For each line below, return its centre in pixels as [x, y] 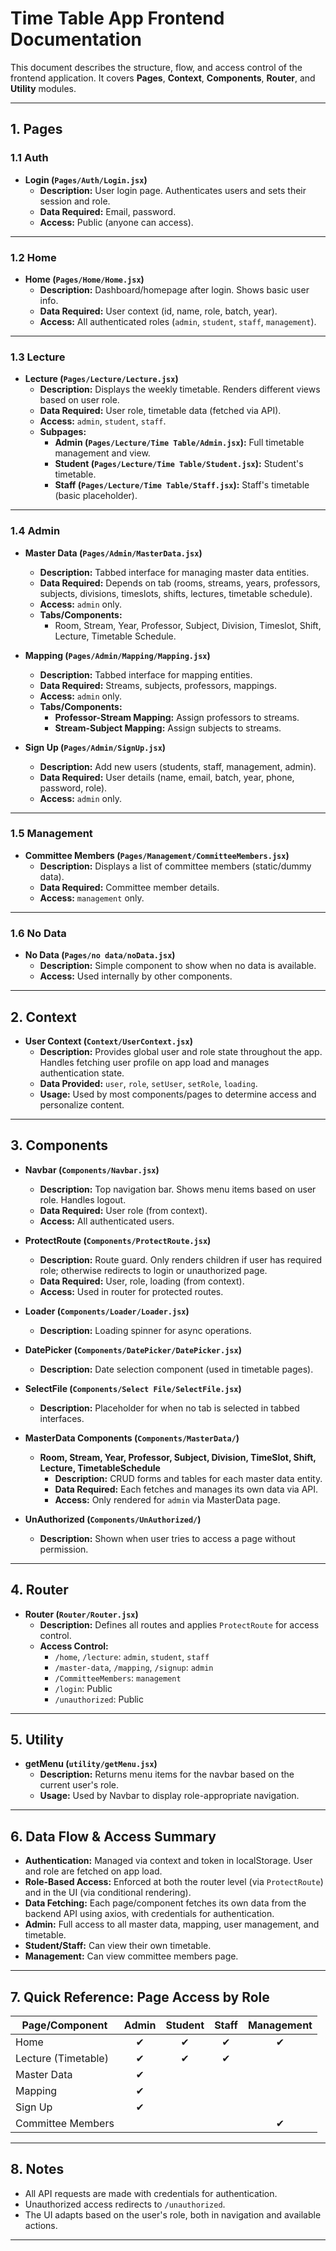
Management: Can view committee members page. [131, 1956]
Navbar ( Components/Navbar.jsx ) [92, 1169]
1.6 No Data [38, 933]
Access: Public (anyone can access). [116, 222]
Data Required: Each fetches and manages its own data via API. [186, 1489]
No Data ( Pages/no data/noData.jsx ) [100, 955]
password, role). [73, 788]
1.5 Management [51, 834]
